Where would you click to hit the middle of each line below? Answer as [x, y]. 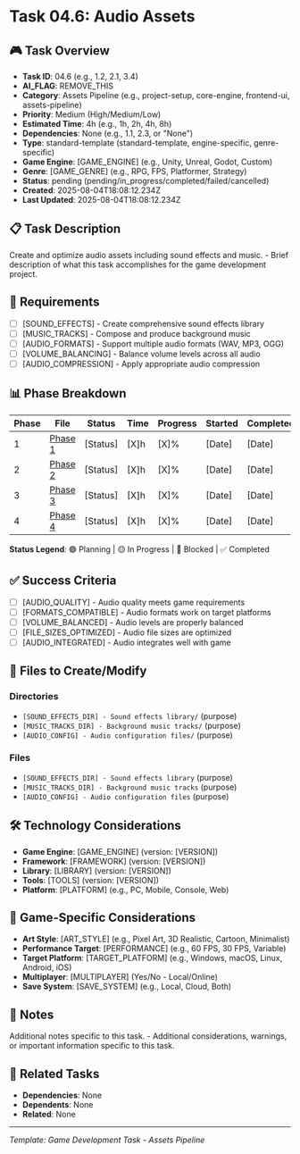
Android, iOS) [47, 967]
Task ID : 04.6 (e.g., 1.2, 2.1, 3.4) [80, 76]
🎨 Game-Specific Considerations [103, 918]
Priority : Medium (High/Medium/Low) [92, 114]
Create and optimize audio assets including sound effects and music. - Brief [149, 255]
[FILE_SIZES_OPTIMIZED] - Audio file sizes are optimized [127, 632]
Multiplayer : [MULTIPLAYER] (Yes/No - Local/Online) [120, 977]
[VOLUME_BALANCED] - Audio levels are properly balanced [133, 622]
